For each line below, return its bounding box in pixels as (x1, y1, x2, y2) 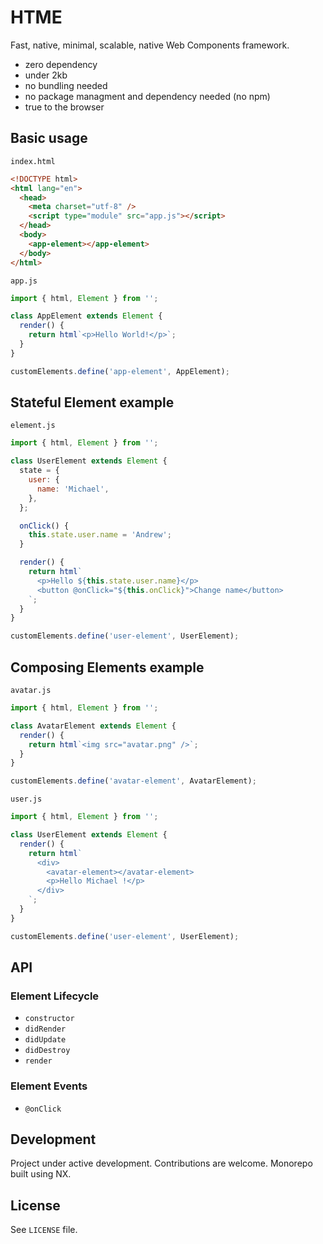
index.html (10, 156, 56, 166)
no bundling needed (24, 79, 108, 91)
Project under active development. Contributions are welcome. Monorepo (10, 1157, 313, 1170)
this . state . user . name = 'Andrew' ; (28, 530, 172, 540)
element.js (10, 421, 56, 431)
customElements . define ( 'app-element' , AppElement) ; (10, 366, 230, 376)
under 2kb (24, 69, 68, 81)
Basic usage (10, 130, 88, 147)
